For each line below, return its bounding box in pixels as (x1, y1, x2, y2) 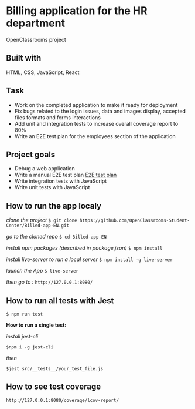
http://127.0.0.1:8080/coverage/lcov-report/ (6, 397, 119, 403)
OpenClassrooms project (6, 36, 66, 43)
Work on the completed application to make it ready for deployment (14, 101, 178, 108)
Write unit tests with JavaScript (14, 184, 90, 191)
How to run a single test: (6, 321, 67, 328)
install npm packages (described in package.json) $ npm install (6, 244, 163, 252)
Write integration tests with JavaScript (14, 177, 107, 185)
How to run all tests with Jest (6, 296, 114, 306)
